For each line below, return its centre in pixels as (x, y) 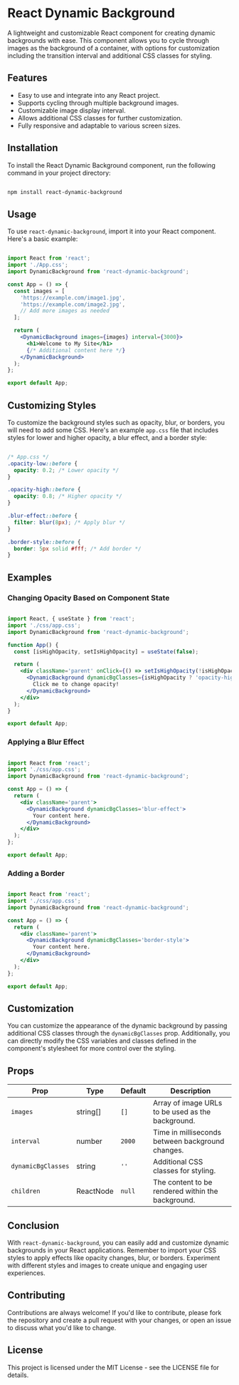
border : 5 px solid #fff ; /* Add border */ (78, 548)
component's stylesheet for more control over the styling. (92, 1048)
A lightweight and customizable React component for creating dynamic (111, 33)
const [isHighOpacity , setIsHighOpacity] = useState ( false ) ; (106, 651)
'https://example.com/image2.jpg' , (73, 305)
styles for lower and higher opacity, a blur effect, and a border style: (107, 437)
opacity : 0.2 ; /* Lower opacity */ (67, 470)
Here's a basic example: (43, 239)
